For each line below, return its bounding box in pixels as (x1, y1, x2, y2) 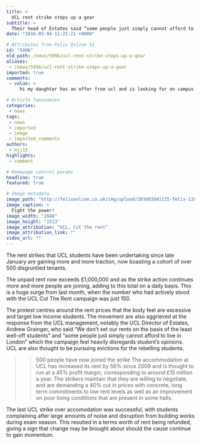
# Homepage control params (6, 169, 74, 175)
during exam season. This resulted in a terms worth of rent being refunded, (6, 419, 191, 425)
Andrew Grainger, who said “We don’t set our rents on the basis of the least (6, 326, 193, 332)
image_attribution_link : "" (6, 229, 77, 236)
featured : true (6, 180, 44, 186)
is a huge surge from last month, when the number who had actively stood (6, 289, 190, 296)
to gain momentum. (6, 431, 54, 438)
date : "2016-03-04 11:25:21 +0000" (6, 31, 95, 37)
